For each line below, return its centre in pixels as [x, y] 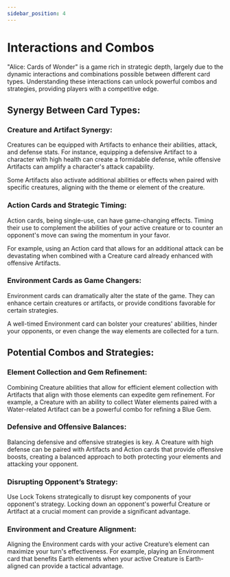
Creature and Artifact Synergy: [60, 129]
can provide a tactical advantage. [77, 566]
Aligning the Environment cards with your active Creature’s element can [108, 544]
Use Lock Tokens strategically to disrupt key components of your [99, 497]
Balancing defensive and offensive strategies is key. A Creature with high [111, 442]
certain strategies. [33, 310]
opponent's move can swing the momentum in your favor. [89, 235]
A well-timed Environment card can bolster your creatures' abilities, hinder [112, 324]
